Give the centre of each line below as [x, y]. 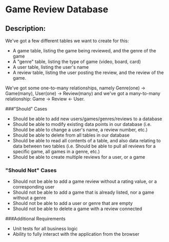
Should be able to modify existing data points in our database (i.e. [82, 124]
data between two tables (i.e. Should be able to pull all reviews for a [84, 146]
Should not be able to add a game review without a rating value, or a [85, 181]
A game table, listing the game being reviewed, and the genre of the [84, 51]
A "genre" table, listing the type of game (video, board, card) [77, 62]
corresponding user [34, 187]
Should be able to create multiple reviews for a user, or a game [79, 157]
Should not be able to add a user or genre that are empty [73, 203]
